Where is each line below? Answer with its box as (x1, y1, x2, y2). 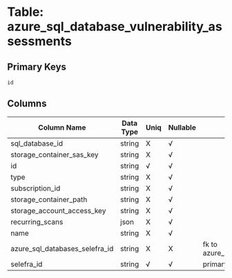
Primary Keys (7, 61, 67, 72)
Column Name (37, 122, 86, 132)
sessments (7, 34, 72, 49)
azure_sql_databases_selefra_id (10, 244, 114, 253)
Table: (7, 4, 44, 20)
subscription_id (10, 183, 61, 193)
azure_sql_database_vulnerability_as (7, 19, 222, 34)
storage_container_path (10, 195, 88, 204)
